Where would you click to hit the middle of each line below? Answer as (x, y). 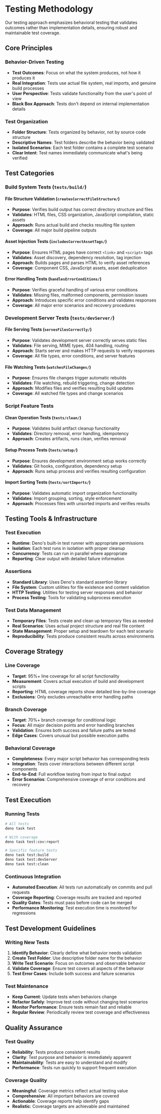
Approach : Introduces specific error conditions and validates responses (84, 300)
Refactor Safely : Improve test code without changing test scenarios (80, 1002)
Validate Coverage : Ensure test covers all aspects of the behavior (78, 968)
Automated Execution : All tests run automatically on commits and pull (82, 887)
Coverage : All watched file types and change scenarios (68, 394)
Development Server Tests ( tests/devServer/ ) (60, 318)
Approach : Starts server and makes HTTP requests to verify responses (83, 350)
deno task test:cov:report (32, 842)
